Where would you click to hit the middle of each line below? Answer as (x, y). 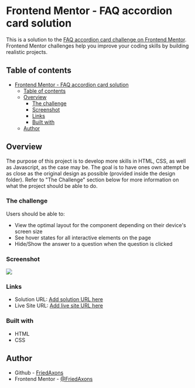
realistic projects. (27, 52)
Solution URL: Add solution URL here (59, 299)
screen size (28, 231)
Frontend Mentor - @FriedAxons (54, 379)
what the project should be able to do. (52, 185)
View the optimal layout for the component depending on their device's (100, 225)
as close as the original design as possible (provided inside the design (91, 173)
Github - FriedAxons (39, 372)
